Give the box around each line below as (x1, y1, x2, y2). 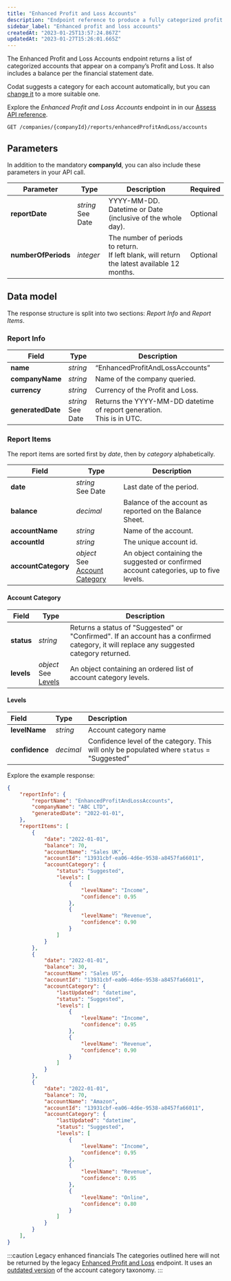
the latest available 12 (108, 259, 180, 268)
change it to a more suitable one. (7, 90, 100, 98)
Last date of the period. (123, 483, 199, 492)
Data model (7, 290, 57, 303)
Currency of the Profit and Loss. (95, 385, 199, 395)
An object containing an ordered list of (69, 664, 194, 673)
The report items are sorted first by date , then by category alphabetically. (7, 450, 215, 458)
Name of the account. (123, 526, 194, 536)
